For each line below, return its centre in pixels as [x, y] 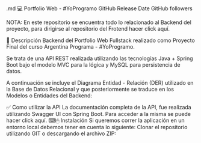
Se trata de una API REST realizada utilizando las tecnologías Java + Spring [100, 58]
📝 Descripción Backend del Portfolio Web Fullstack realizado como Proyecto [101, 40]
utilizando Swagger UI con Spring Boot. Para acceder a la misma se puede [99, 114]
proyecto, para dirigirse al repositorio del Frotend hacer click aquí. [88, 29]
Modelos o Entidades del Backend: [49, 96]
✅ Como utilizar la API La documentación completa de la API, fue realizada [99, 107]
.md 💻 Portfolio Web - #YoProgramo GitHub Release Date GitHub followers [99, 8]
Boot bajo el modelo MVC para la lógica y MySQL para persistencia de [93, 65]
